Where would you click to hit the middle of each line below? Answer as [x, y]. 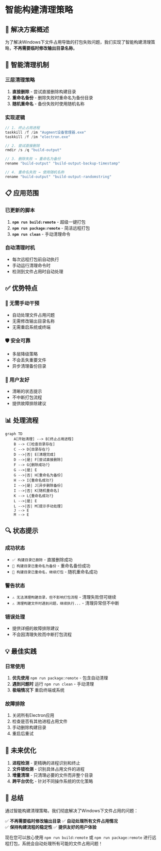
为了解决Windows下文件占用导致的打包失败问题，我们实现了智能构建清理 [78, 42]
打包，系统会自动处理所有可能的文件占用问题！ [56, 843]
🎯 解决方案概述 [27, 29]
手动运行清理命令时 [31, 265]
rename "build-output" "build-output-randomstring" [58, 177]
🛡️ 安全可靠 [18, 341]
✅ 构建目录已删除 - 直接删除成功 [42, 559]
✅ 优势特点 [21, 288]
